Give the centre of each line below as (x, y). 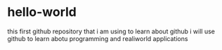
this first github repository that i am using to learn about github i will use (111, 31)
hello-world (42, 12)
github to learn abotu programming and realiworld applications (98, 38)
